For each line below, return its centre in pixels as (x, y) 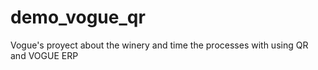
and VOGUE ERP (44, 55)
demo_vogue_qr (78, 17)
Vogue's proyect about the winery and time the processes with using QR (159, 45)
